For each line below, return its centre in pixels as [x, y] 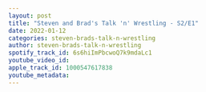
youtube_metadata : [39, 75]
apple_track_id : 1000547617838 [61, 68]
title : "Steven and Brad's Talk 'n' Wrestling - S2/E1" [103, 23]
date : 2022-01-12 [37, 30]
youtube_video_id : [39, 61]
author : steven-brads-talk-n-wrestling [75, 46]
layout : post [30, 16]
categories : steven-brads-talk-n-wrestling [82, 38]
